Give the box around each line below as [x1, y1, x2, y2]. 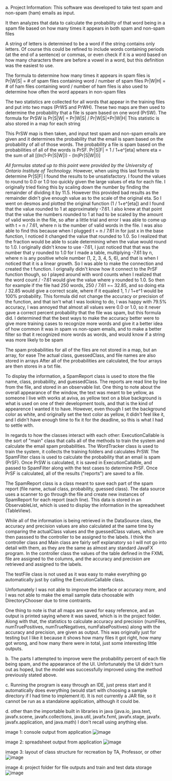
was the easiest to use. [5, 63, 54, 68]
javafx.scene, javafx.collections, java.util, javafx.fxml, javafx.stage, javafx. [5, 714, 161, 719]
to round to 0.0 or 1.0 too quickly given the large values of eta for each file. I [5, 179, 166, 184]
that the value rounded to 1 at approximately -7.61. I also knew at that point [5, 206, 162, 212]
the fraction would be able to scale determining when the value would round [5, 239, 167, 244]
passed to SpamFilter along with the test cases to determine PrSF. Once [5, 465, 158, 471]
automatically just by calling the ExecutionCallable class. [5, 577, 125, 582]
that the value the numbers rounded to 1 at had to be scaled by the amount [5, 212, 163, 217]
